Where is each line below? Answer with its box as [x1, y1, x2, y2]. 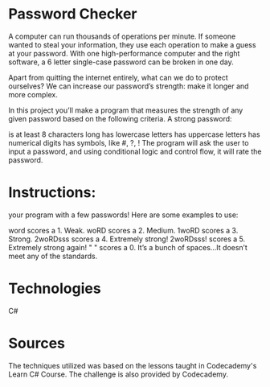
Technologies [8, 279, 102, 298]
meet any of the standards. [8, 251, 98, 261]
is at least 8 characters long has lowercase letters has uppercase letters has [8, 130, 260, 139]
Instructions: [8, 183, 96, 202]
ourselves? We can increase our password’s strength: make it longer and [8, 81, 249, 91]
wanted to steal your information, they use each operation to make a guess [8, 39, 256, 49]
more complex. [8, 89, 58, 99]
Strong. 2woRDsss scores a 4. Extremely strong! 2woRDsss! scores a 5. [8, 234, 246, 244]
